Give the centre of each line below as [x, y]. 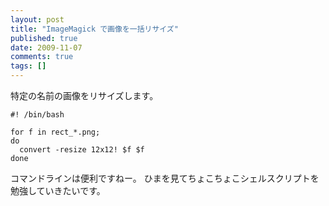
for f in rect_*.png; [55, 132]
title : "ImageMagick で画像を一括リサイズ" [94, 29]
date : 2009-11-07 [46, 47]
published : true [44, 38]
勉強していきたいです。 [58, 190]
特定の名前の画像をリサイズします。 [84, 95]
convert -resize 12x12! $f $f [82, 150]
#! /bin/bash [37, 115]
